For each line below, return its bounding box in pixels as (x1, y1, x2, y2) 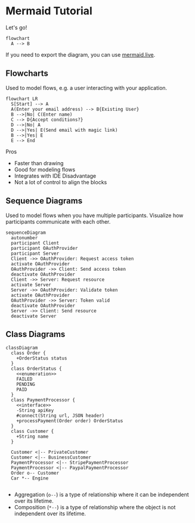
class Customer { (11, 428, 54, 435)
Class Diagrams (5, 329, 66, 339)
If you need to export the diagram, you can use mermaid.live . (5, 51, 156, 58)
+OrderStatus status (16, 355, 67, 361)
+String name (16, 434, 49, 440)
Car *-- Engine (11, 475, 49, 481)
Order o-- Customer (11, 470, 60, 476)
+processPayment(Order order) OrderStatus (16, 418, 123, 424)
